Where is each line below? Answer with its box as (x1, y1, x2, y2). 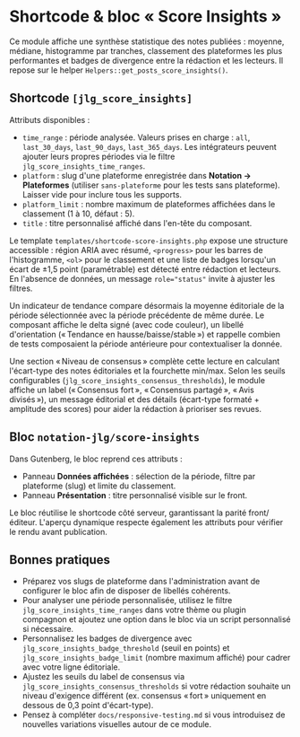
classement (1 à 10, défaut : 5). (21, 208, 135, 219)
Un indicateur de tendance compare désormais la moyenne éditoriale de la (9, 300, 285, 311)
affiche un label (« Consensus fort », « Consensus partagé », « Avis (9, 384, 255, 395)
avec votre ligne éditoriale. (21, 662, 121, 672)
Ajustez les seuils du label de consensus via (21, 671, 185, 682)
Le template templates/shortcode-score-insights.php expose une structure (9, 235, 288, 246)
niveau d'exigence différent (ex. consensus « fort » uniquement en (21, 690, 267, 701)
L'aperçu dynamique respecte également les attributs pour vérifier (39, 516, 284, 527)
